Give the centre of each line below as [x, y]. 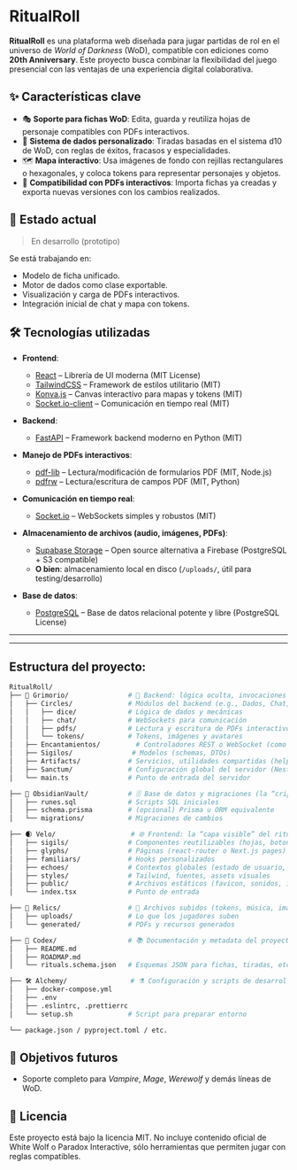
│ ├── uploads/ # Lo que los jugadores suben [124, 917]
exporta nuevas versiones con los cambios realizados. [121, 191]
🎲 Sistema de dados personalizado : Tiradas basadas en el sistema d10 [152, 141]
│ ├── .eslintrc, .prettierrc [69, 1006]
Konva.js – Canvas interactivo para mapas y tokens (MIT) [139, 394]
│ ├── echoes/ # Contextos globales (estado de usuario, [148, 867]
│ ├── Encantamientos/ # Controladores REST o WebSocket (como [148, 745]
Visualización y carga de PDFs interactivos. [101, 294]
